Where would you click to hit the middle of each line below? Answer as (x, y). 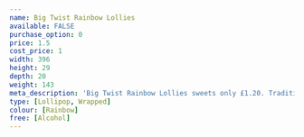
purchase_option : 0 (46, 34)
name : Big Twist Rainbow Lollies (72, 18)
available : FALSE (42, 26)
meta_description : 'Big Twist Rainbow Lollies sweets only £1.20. (137, 93)
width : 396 (30, 59)
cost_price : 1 (36, 51)
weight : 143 (32, 85)
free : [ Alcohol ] (40, 118)
